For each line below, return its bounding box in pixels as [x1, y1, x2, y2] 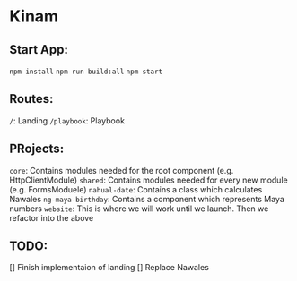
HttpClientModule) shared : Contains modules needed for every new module [9, 175, 289, 185]
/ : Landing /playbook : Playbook [9, 115, 126, 126]
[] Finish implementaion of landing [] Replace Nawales [9, 262, 209, 273]
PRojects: [9, 141, 65, 157]
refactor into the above [9, 212, 94, 223]
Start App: [9, 42, 69, 57]
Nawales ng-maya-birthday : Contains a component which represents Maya [9, 193, 285, 204]
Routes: [9, 91, 54, 106]
